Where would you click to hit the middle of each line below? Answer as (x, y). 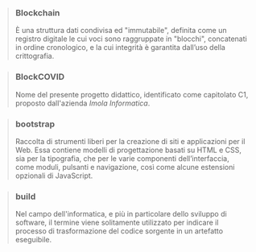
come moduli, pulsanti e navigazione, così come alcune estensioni (125, 167)
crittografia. (35, 56)
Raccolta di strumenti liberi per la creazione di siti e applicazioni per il (130, 141)
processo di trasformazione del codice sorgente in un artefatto (119, 231)
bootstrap (35, 124)
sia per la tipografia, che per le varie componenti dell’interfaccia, (122, 158)
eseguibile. (33, 240)
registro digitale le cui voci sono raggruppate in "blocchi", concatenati (131, 39)
